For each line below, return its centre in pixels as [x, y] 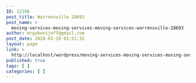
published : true [26, 60]
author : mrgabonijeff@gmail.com [45, 33]
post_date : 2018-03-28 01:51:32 [45, 39]
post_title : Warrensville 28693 [45, 17]
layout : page [22, 44]
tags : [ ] [18, 66]
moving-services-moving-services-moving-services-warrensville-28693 [97, 28]
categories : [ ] [26, 71]
